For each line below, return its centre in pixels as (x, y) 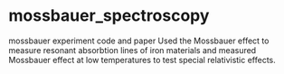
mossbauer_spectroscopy (109, 16)
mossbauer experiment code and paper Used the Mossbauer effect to (139, 41)
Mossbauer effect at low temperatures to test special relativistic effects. (142, 60)
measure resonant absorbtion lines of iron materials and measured (133, 50)
